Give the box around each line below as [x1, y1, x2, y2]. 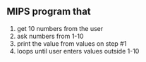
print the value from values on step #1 [16, 39, 127, 48]
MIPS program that [6, 6, 91, 18]
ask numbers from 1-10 [16, 32, 84, 40]
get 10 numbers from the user [16, 24, 104, 32]
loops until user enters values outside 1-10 [16, 46, 140, 55]
